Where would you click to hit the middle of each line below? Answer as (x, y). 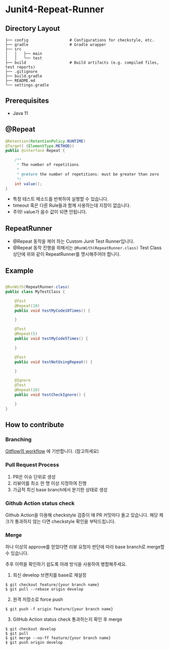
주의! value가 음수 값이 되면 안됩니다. (50, 212)
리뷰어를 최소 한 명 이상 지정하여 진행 (50, 483)
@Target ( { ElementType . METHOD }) (40, 146)
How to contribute (35, 425)
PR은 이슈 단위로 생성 (34, 476)
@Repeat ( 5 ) (26, 334)
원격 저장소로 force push (38, 600)
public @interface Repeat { (35, 151)
